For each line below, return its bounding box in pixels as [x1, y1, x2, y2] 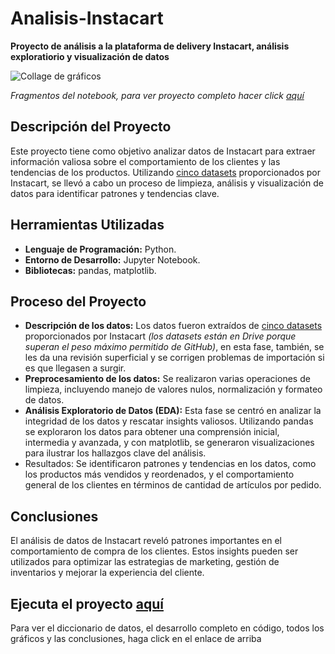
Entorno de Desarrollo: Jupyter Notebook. [24, 253, 201, 266]
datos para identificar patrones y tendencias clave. [10, 187, 220, 199]
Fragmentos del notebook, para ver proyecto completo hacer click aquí [10, 89, 305, 101]
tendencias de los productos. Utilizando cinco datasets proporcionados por [10, 166, 321, 178]
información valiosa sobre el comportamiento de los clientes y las [10, 155, 281, 167]
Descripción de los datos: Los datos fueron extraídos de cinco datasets [24, 320, 323, 332]
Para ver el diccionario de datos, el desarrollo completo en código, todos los [10, 622, 325, 634]
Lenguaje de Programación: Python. [24, 243, 177, 255]
